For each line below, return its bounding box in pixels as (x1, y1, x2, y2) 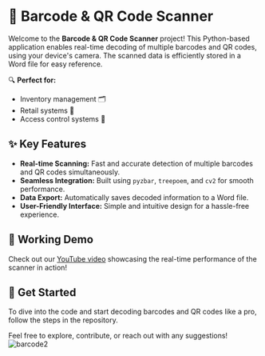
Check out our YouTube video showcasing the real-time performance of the (8, 254, 257, 263)
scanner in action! (8, 262, 68, 272)
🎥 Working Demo (8, 233, 94, 246)
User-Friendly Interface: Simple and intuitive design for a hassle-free (19, 201, 250, 210)
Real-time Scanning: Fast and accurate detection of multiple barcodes (19, 158, 254, 168)
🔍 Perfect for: (8, 75, 57, 85)
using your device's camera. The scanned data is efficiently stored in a (8, 50, 242, 60)
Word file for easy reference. (8, 59, 103, 69)
